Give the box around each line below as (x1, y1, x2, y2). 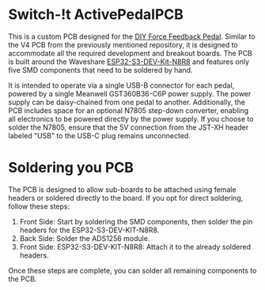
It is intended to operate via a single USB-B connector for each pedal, (8, 81, 235, 90)
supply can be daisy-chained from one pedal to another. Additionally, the (8, 97, 245, 107)
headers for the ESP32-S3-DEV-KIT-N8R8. (19, 225, 160, 235)
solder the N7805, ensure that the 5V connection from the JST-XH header (8, 122, 249, 132)
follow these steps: (8, 201, 70, 211)
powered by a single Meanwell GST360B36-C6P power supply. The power (8, 89, 252, 98)
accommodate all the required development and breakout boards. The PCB (8, 48, 253, 58)
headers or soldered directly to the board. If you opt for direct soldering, (8, 193, 244, 202)
